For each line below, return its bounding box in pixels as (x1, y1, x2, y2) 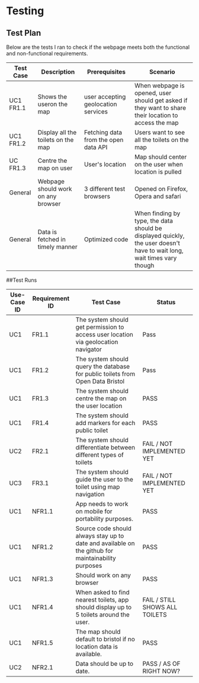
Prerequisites (86, 68, 126, 75)
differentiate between (75, 443, 136, 451)
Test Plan (6, 28, 41, 38)
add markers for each (75, 419, 136, 427)
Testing (6, 4, 44, 18)
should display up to (75, 603, 132, 611)
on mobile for (75, 507, 113, 515)
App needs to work (75, 500, 129, 508)
